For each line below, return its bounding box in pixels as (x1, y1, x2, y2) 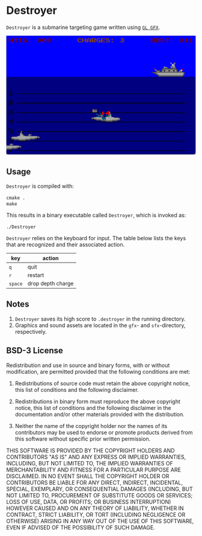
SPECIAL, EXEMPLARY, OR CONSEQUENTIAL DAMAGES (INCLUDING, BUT (6, 485, 194, 493)
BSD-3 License (6, 345, 63, 356)
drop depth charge (27, 280, 74, 287)
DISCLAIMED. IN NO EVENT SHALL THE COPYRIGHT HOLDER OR (6, 472, 170, 480)
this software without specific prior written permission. (14, 435, 151, 442)
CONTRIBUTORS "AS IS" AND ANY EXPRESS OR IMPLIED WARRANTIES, (6, 453, 186, 461)
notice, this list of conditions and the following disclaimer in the (14, 404, 171, 411)
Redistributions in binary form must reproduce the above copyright (14, 398, 180, 405)
